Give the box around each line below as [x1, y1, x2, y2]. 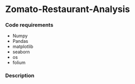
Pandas [12, 38, 29, 44]
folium [12, 59, 26, 66]
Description [5, 72, 35, 79]
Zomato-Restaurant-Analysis [5, 4, 130, 15]
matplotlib [12, 44, 34, 50]
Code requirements [5, 22, 54, 29]
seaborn [12, 49, 30, 55]
